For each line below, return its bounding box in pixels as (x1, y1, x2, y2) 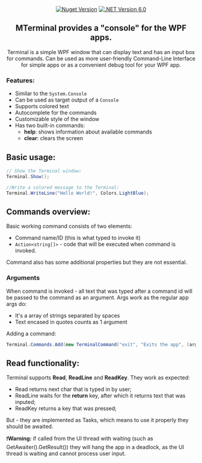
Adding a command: (6, 330, 57, 337)
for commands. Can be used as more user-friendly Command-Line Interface (7, 55, 195, 62)
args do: (6, 300, 27, 307)
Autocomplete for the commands (14, 109, 97, 117)
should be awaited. (6, 423, 54, 430)
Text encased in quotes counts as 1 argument (14, 318, 127, 325)
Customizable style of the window (14, 115, 100, 123)
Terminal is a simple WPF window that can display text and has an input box (7, 48, 195, 55)
